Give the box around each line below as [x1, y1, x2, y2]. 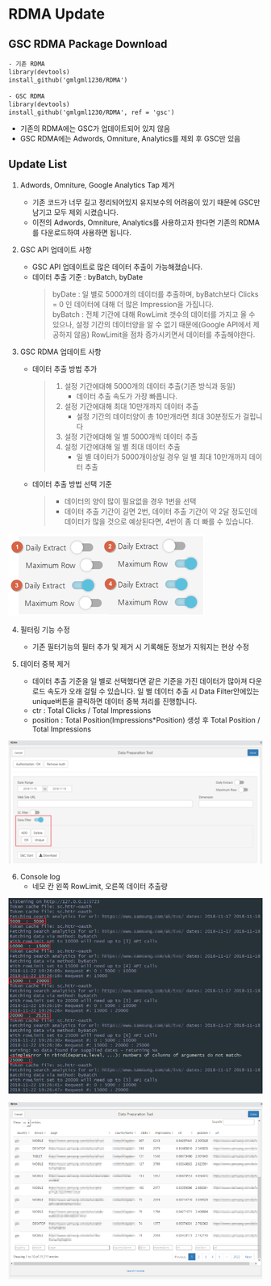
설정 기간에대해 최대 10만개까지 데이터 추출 [64, 401, 199, 411]
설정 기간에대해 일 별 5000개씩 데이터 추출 [64, 432, 198, 441]
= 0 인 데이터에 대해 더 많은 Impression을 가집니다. [52, 299, 214, 309]
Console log [19, 871, 60, 881]
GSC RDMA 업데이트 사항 [19, 347, 102, 356]
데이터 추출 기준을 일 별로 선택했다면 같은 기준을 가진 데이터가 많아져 [31, 676, 248, 685]
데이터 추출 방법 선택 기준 [31, 479, 113, 489]
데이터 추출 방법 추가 [31, 364, 98, 373]
